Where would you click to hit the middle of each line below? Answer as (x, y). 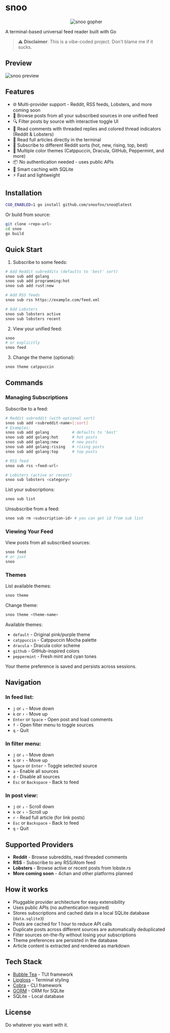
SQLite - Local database (38, 996)
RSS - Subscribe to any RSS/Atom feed (54, 863)
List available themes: (28, 586)
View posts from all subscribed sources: (48, 543)
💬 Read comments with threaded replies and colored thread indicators (87, 129)
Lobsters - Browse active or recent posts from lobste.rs (72, 868)
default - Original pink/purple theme (51, 634)
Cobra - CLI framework (37, 985)
